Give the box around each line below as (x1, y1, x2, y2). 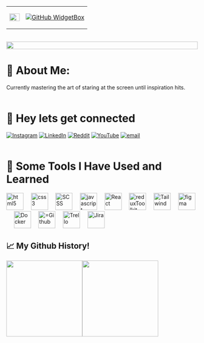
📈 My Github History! (6, 241, 90, 251)
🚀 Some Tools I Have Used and (6, 159, 162, 173)
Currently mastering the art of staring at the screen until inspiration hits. (6, 83, 186, 91)
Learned (6, 173, 50, 186)
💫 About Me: (6, 64, 70, 78)
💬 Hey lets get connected (6, 112, 135, 125)
